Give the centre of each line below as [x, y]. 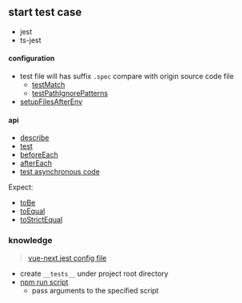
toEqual [32, 211]
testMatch [48, 85]
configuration [32, 58]
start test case [45, 12]
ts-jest [30, 40]
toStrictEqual [41, 220]
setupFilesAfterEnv [51, 102]
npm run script [44, 281]
